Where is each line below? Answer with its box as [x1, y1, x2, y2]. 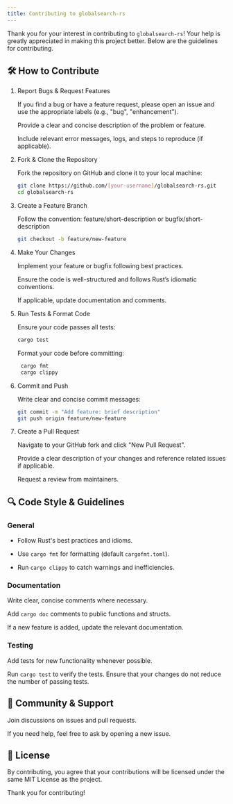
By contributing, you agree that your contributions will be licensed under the [7, 768, 225, 776]
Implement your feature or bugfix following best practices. [17, 262, 184, 270]
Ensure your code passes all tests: [17, 323, 116, 331]
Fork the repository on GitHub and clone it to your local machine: [17, 169, 202, 177]
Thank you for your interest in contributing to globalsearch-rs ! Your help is [7, 29, 221, 38]
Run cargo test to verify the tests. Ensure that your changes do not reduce [7, 670, 222, 678]
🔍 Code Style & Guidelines [7, 496, 125, 508]
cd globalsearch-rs [17, 189, 74, 196]
